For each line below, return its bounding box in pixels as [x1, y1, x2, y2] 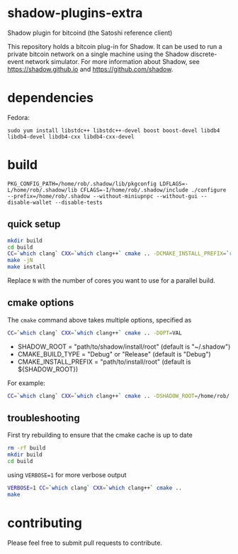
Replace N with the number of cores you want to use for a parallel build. [7, 276, 216, 285]
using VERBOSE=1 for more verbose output [7, 471, 127, 479]
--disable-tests [55, 199, 103, 206]
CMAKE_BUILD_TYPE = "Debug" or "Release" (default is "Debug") [17, 349, 211, 358]
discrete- [190, 50, 217, 58]
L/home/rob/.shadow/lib [7, 186, 78, 193]
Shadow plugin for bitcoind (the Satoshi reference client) [7, 28, 173, 37]
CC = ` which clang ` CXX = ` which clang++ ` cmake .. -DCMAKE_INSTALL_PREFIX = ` [7, 250, 230, 257]
